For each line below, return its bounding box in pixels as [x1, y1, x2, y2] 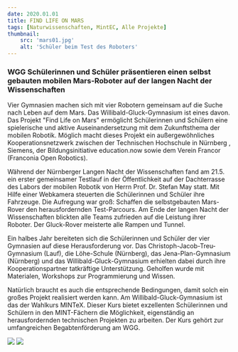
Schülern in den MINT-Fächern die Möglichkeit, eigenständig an [7, 309, 195, 317]
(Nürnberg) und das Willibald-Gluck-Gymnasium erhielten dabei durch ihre [7, 257, 226, 265]
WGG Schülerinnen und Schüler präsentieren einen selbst [7, 67, 211, 77]
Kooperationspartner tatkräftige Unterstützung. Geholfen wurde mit [7, 265, 205, 273]
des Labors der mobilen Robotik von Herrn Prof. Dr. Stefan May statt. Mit [7, 183, 220, 191]
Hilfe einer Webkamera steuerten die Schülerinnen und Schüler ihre [7, 190, 205, 199]
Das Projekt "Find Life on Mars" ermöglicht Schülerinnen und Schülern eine [7, 116, 228, 124]
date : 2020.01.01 [7, 10, 59, 18]
